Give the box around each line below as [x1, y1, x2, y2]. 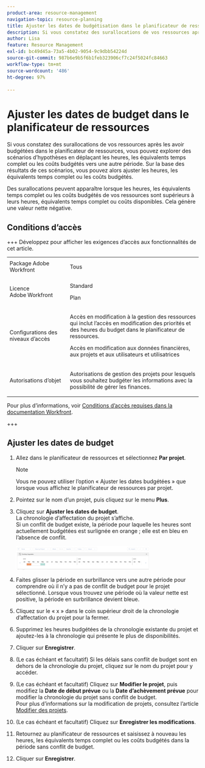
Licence [9, 285, 30, 292]
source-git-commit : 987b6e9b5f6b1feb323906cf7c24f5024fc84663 [7, 55, 168, 61]
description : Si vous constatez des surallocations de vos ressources [7, 29, 190, 35]
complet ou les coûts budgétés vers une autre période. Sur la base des [7, 160, 185, 168]
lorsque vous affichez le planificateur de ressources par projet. [15, 484, 174, 491]
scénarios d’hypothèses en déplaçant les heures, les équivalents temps [7, 154, 186, 161]
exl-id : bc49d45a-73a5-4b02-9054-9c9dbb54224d [7, 49, 127, 55]
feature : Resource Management [7, 42, 84, 48]
